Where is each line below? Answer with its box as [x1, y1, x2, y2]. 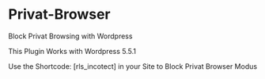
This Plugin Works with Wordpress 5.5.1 [8, 46, 137, 56]
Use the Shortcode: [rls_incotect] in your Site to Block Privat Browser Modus [8, 61, 258, 71]
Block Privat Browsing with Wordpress [8, 31, 133, 41]
